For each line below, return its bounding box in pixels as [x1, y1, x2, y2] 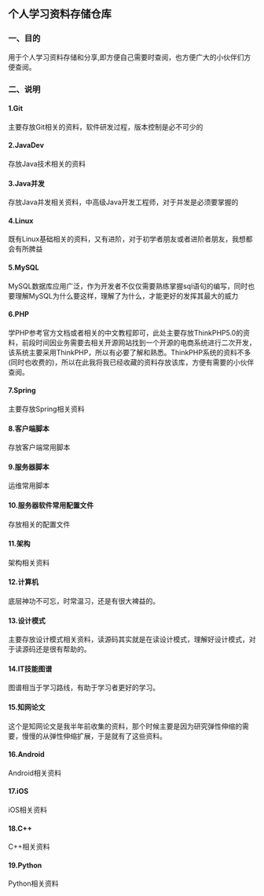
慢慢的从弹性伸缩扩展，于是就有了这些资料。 [21, 731, 167, 740]
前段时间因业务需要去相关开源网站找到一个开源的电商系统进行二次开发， [21, 337, 256, 347]
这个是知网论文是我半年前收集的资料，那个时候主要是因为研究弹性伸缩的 [8, 722, 242, 731]
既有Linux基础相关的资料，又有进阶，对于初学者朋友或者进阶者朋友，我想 [8, 234, 246, 244]
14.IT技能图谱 [8, 663, 53, 674]
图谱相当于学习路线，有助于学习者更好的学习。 [8, 683, 159, 692]
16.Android [8, 750, 45, 759]
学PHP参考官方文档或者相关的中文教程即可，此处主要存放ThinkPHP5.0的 [8, 328, 244, 337]
